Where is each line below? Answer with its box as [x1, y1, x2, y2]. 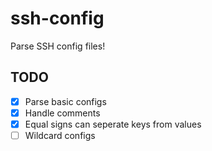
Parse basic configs [24, 95, 107, 107]
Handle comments [24, 107, 101, 119]
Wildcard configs [24, 129, 96, 141]
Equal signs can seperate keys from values [24, 118, 202, 130]
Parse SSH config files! [10, 40, 106, 52]
